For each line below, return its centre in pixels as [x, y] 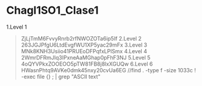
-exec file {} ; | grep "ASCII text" [61, 76]
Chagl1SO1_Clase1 [52, 10]
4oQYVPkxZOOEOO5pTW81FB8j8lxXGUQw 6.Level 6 [87, 64]
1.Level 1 [17, 27]
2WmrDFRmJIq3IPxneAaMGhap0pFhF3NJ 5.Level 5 [86, 57]
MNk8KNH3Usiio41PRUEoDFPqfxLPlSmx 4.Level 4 [84, 51]
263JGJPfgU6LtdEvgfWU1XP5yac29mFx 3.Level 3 [84, 45]
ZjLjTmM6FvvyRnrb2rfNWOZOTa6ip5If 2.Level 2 [81, 38]
